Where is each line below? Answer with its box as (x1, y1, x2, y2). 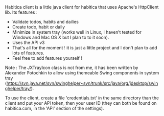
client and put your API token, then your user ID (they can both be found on (5, 100, 157, 106)
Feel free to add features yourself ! (12, 55, 82, 61)
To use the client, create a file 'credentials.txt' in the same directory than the (5, 95, 159, 101)
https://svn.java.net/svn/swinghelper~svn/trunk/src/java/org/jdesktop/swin (6, 80, 158, 86)
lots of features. (12, 50, 45, 56)
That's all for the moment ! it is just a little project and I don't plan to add (12, 45, 158, 50)
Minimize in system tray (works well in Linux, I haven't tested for (12, 29, 142, 35)
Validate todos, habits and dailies (12, 19, 79, 24)
